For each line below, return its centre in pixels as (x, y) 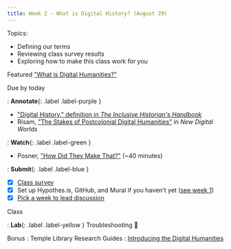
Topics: (18, 33)
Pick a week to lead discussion (60, 197)
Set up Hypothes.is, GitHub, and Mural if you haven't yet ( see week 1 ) (115, 190)
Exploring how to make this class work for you (82, 61)
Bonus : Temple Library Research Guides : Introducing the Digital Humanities (115, 238)
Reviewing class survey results (61, 54)
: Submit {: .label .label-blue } (48, 169)
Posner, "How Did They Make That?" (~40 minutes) (90, 155)
